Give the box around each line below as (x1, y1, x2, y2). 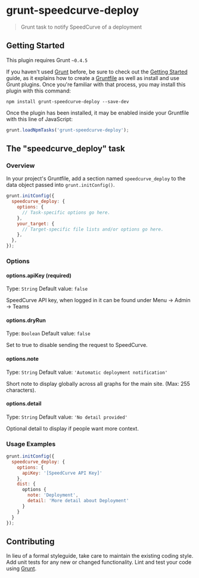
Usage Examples (6, 439, 56, 448)
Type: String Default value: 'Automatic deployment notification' (6, 368, 168, 376)
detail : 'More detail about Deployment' (27, 498, 129, 504)
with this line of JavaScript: (6, 115, 73, 122)
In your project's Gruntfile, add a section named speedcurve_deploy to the (6, 175, 186, 182)
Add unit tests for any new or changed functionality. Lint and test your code (6, 559, 192, 566)
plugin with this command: (6, 87, 71, 94)
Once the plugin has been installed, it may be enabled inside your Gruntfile (6, 109, 189, 116)
